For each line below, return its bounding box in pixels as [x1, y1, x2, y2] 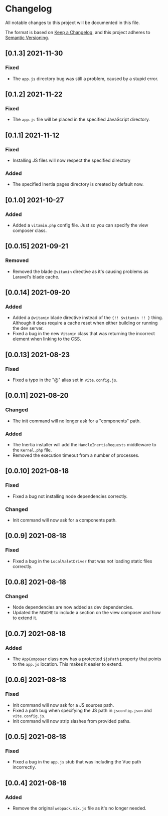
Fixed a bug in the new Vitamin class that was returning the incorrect [12, 331, 155, 337]
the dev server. [12, 325, 44, 331]
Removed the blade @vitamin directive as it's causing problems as [12, 268, 149, 275]
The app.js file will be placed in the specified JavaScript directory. [12, 116, 150, 123]
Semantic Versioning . [5, 35, 49, 41]
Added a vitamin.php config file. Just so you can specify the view [12, 222, 149, 228]
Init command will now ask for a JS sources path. [12, 702, 114, 708]
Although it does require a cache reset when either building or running [12, 320, 158, 326]
